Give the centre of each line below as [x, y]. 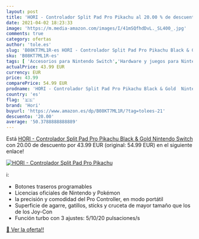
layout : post [22, 12]
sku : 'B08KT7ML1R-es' [33, 56]
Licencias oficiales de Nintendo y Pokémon [67, 193]
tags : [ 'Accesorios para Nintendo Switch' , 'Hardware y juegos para [92, 61]
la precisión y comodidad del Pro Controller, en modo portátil [89, 199]
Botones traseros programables [53, 187]
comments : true [25, 34]
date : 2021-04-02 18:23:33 [39, 23]
